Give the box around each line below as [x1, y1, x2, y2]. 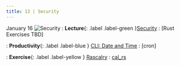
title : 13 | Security [6, 8, 60, 15]
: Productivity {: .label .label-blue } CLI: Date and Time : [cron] [6, 42, 156, 49]
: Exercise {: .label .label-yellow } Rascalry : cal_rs [6, 53, 127, 60]
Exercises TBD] [6, 30, 44, 38]
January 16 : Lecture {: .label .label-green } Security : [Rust [6, 25, 175, 32]
